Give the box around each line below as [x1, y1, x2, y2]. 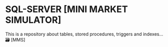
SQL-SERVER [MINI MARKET [5, 4, 128, 15]
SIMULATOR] [5, 14, 62, 26]
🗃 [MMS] [5, 36, 25, 42]
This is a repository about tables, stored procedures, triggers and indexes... [5, 31, 163, 37]
